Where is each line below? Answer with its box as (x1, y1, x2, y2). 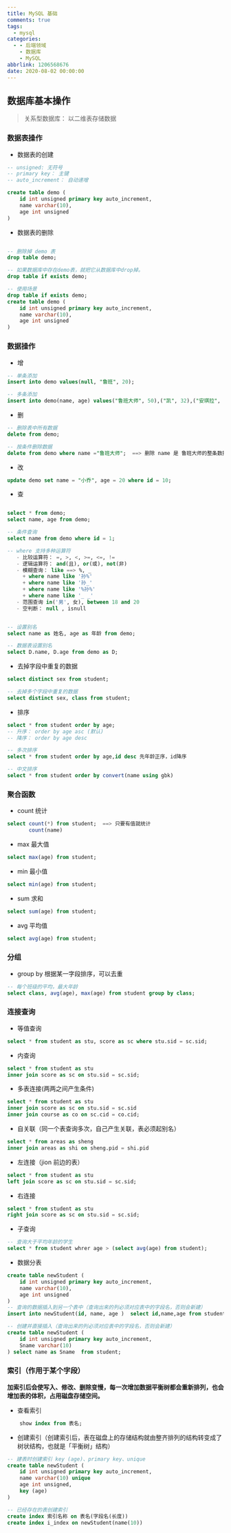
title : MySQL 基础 (7, 10, 58, 17)
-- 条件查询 (7, 529, 38, 536)
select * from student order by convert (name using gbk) (7, 772, 174, 779)
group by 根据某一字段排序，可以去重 (16, 969, 123, 977)
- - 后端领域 (13, 42, 47, 49)
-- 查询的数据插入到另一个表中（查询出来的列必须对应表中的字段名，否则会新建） (7, 1304, 206, 1311)
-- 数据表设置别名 (7, 642, 53, 649)
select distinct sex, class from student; (7, 695, 131, 701)
